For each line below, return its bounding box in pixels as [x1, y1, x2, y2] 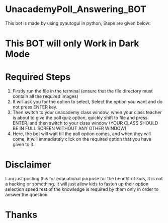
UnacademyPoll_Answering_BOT [5, 4, 147, 15]
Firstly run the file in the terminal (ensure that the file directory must [12, 88, 153, 94]
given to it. [12, 142, 35, 148]
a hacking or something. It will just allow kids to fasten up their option [5, 181, 149, 187]
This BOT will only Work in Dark [5, 38, 139, 49]
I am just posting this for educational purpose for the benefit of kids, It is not [5, 176, 163, 181]
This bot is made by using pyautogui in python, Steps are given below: [5, 20, 151, 26]
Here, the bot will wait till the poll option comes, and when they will [12, 131, 151, 137]
